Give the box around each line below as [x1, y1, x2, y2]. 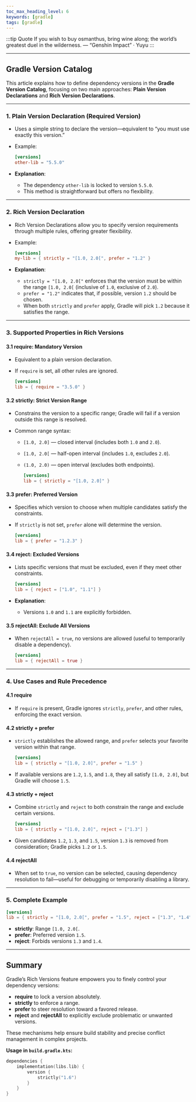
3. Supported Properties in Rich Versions [6, 329, 124, 337]
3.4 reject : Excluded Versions [6, 550, 80, 557]
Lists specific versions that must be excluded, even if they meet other [14, 564, 182, 571]
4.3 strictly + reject [6, 790, 54, 797]
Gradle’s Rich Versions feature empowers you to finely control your [6, 976, 167, 983]
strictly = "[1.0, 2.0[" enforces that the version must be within [23, 277, 182, 284]
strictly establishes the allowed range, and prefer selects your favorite [14, 738, 188, 745]
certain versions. [14, 810, 55, 817]
